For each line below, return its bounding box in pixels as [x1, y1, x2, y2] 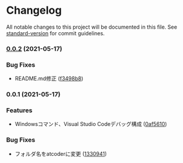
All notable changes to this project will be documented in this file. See [6, 23, 178, 30]
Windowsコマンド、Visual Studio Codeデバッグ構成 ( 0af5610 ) [14, 121, 168, 128]
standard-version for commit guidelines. [6, 29, 105, 36]
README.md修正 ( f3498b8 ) [14, 75, 83, 82]
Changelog [6, 4, 62, 17]
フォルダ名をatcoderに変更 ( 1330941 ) [14, 150, 107, 157]
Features [6, 106, 33, 114]
